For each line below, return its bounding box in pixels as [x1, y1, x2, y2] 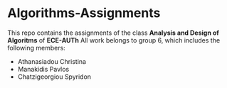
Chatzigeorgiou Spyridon [17, 72, 91, 81]
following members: [7, 43, 65, 52]
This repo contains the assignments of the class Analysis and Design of [7, 28, 219, 37]
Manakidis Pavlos [17, 65, 70, 73]
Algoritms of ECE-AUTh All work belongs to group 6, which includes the [7, 35, 221, 44]
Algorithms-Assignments [7, 5, 161, 21]
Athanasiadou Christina [17, 57, 87, 65]
